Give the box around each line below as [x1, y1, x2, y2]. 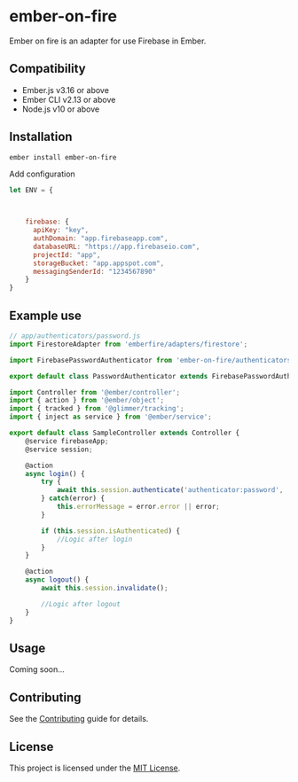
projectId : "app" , [32, 250, 101, 259]
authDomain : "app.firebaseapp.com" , [32, 234, 169, 243]
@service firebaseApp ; [25, 436, 109, 445]
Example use [9, 308, 82, 323]
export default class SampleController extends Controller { [9, 428, 240, 437]
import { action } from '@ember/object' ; [9, 396, 165, 405]
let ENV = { [9, 185, 53, 194]
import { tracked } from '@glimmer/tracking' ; [9, 404, 184, 413]
